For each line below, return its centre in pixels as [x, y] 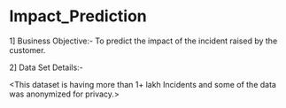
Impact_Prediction [78, 16]
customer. [27, 50]
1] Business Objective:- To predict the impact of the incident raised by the [143, 41]
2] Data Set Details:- [46, 67]
